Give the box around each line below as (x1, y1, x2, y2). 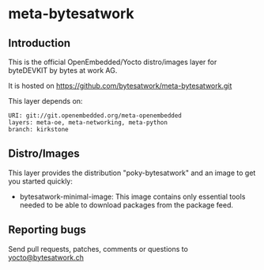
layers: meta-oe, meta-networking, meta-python (8, 119, 168, 127)
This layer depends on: (8, 97, 83, 105)
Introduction (8, 36, 71, 50)
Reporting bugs (8, 223, 87, 237)
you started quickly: (8, 176, 73, 186)
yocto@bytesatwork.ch (8, 253, 85, 262)
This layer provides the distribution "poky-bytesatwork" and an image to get (8, 168, 256, 177)
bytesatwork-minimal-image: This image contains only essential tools (19, 192, 246, 201)
